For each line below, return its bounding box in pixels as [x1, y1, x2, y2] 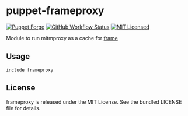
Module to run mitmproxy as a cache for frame [6, 34, 119, 41]
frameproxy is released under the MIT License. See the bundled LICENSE [6, 98, 182, 106]
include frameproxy [6, 67, 54, 73]
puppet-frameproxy [6, 4, 105, 17]
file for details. [6, 104, 41, 111]
